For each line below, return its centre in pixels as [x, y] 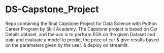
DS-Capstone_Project [52, 9]
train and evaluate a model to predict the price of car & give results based [82, 40]
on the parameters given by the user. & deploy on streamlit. [67, 45]
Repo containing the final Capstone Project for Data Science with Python [81, 23]
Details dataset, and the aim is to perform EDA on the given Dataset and [80, 34]
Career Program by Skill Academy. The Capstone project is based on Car [81, 29]
